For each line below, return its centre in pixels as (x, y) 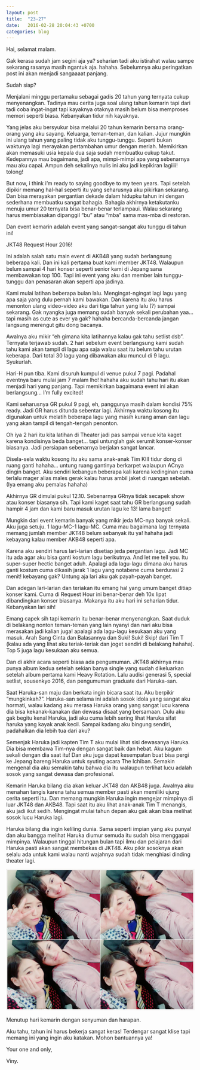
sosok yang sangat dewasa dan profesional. (60, 774)
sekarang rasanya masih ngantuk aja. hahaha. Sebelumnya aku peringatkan (99, 67)
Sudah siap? (21, 85)
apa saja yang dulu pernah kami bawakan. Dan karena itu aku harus (90, 299)
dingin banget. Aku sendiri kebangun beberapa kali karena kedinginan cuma (100, 472)
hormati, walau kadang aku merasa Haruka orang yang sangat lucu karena (98, 705)
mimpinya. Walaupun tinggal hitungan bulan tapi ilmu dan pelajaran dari (94, 842)
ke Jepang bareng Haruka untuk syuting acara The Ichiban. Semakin (90, 762)
